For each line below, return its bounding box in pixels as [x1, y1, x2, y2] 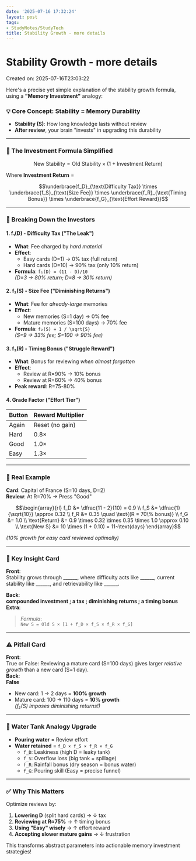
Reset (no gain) [33, 421, 76, 429]
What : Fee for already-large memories [14, 300, 108, 307]
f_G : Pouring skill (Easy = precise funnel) [23, 767, 121, 774]
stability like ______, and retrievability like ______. [6, 580, 120, 587]
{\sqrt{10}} [8, 510, 34, 517]
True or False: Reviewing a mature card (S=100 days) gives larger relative [6, 660, 183, 667]
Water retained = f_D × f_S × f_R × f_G [14, 742, 113, 749]
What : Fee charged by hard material [14, 242, 103, 250]
